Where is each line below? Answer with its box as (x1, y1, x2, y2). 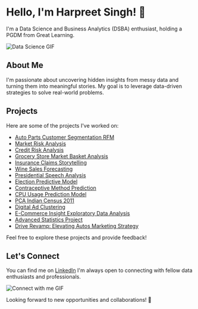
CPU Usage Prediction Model (14, 190, 87, 197)
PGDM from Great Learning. (6, 31, 75, 38)
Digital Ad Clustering (14, 203, 65, 211)
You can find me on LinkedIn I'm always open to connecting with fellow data (6, 267, 193, 274)
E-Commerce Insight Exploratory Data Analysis (14, 209, 130, 217)
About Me (6, 60, 43, 70)
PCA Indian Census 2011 (14, 197, 74, 204)
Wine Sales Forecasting (14, 165, 73, 172)
